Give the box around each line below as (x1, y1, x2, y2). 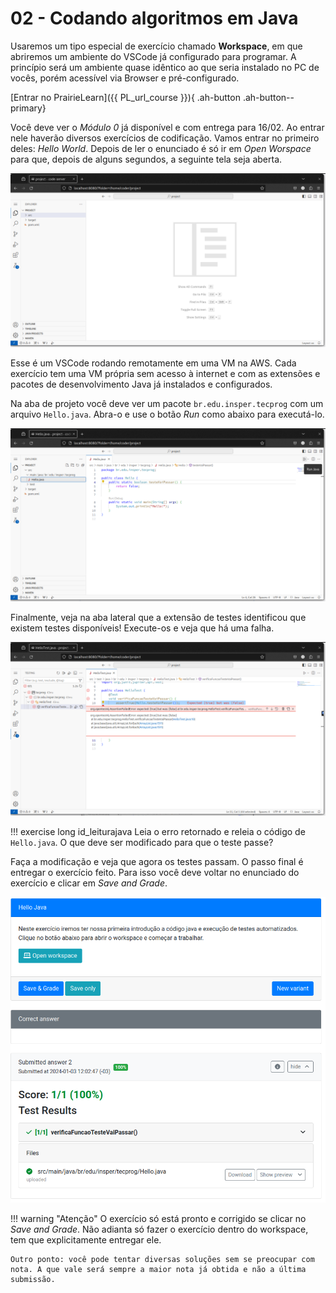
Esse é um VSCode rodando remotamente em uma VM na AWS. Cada (10, 357, 297, 369)
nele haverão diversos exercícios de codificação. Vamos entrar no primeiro (10, 132, 320, 144)
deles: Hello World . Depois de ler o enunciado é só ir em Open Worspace (10, 142, 312, 154)
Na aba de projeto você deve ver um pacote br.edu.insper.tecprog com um (10, 397, 324, 409)
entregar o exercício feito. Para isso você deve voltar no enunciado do (10, 866, 300, 878)
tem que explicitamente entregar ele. (10, 1233, 162, 1246)
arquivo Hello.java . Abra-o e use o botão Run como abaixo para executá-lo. (10, 408, 325, 420)
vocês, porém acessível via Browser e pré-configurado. (10, 72, 240, 84)
